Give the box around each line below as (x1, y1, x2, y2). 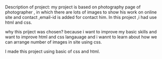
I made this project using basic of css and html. (5, 48, 100, 54)
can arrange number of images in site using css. (5, 39, 102, 45)
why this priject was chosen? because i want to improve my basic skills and (5, 29, 157, 34)
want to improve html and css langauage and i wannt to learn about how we (5, 34, 157, 40)
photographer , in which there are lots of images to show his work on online (5, 9, 157, 15)
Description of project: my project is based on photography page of (5, 4, 141, 10)
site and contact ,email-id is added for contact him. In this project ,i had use (5, 15, 157, 20)
